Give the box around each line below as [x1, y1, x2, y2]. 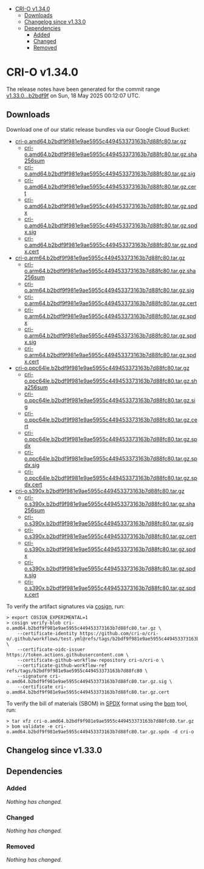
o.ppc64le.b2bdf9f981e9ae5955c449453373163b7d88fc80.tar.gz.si [24, 396, 195, 404]
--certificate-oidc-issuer [17, 646, 86, 653]
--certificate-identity [17, 630, 78, 636]
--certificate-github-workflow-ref [17, 662, 107, 669]
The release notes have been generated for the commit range [6, 85, 160, 93]
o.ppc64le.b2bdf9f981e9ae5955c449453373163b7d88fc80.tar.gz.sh [24, 377, 197, 385]
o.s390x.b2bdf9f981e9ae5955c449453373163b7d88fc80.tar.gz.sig [24, 519, 194, 527]
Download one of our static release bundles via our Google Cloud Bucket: [6, 126, 190, 133]
